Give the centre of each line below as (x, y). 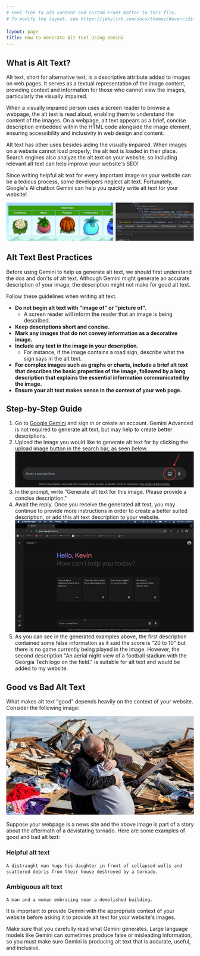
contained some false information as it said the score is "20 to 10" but (100, 643)
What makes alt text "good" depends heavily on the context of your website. (100, 702)
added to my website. (41, 668)
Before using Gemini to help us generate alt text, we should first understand (99, 272)
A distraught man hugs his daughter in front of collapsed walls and (94, 866)
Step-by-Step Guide (44, 409)
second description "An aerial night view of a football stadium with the (101, 656)
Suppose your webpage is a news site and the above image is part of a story (100, 825)
